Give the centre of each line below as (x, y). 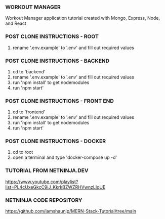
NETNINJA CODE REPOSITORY (44, 200)
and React (16, 23)
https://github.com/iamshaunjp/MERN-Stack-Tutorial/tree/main (71, 211)
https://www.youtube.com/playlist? (42, 182)
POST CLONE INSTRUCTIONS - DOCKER (56, 141)
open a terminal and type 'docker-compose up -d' (65, 157)
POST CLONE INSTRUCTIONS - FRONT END (59, 101)
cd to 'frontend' (29, 112)
